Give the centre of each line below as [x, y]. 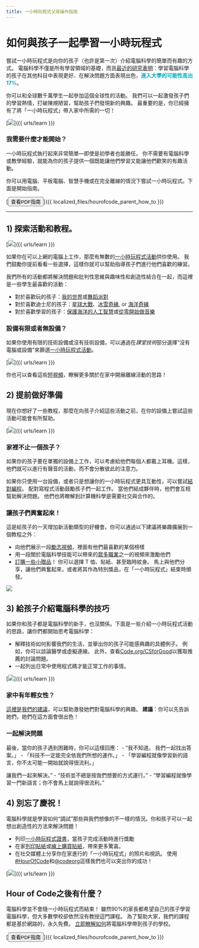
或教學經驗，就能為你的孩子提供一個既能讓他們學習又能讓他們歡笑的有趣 [94, 160]
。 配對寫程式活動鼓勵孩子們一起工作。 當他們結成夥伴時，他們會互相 [106, 489]
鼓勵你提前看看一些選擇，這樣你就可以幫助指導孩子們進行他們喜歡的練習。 [102, 264]
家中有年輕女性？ [31, 696]
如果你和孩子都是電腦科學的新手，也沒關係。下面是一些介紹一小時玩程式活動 [99, 624]
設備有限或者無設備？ [36, 328]
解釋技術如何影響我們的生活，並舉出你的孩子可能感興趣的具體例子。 [98, 644]
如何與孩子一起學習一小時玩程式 [84, 43]
